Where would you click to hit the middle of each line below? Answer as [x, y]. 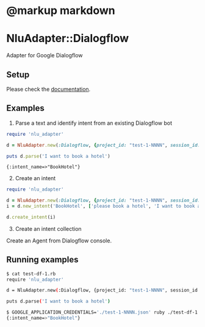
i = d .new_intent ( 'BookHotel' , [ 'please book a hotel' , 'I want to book [101, 206]
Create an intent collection [48, 228]
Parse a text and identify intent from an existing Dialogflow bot [94, 123]
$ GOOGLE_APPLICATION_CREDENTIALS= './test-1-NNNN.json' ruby [86, 312]
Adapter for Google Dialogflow [45, 55]
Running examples [42, 260]
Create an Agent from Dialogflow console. [59, 241]
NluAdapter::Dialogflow [68, 39]
